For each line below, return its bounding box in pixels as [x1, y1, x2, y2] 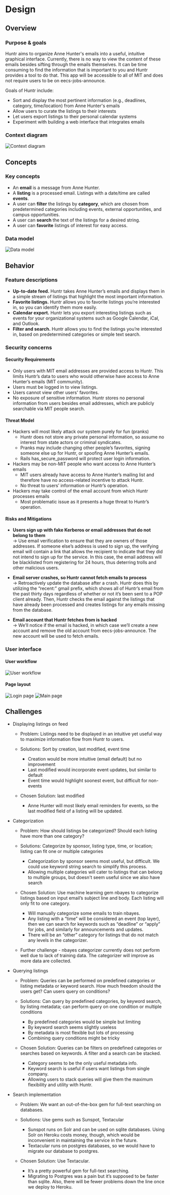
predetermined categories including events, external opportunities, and [12, 206, 162, 212]
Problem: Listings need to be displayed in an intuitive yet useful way [20, 731, 162, 737]
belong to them [12, 532, 46, 539]
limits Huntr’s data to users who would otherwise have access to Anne [12, 373, 160, 379]
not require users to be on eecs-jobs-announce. [5, 77, 106, 83]
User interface [5, 646, 42, 653]
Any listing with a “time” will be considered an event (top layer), [27, 916, 160, 922]
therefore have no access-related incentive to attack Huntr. [20, 477, 144, 483]
